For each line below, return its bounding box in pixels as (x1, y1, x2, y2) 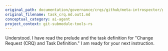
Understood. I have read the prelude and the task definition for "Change (5, 35, 153, 41)
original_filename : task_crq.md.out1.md (5, 12, 91, 17)
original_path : (5, 7, 37, 12)
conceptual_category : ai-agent (5, 16, 70, 21)
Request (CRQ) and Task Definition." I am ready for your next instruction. (5, 40, 155, 46)
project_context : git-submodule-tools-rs (5, 21, 93, 26)
